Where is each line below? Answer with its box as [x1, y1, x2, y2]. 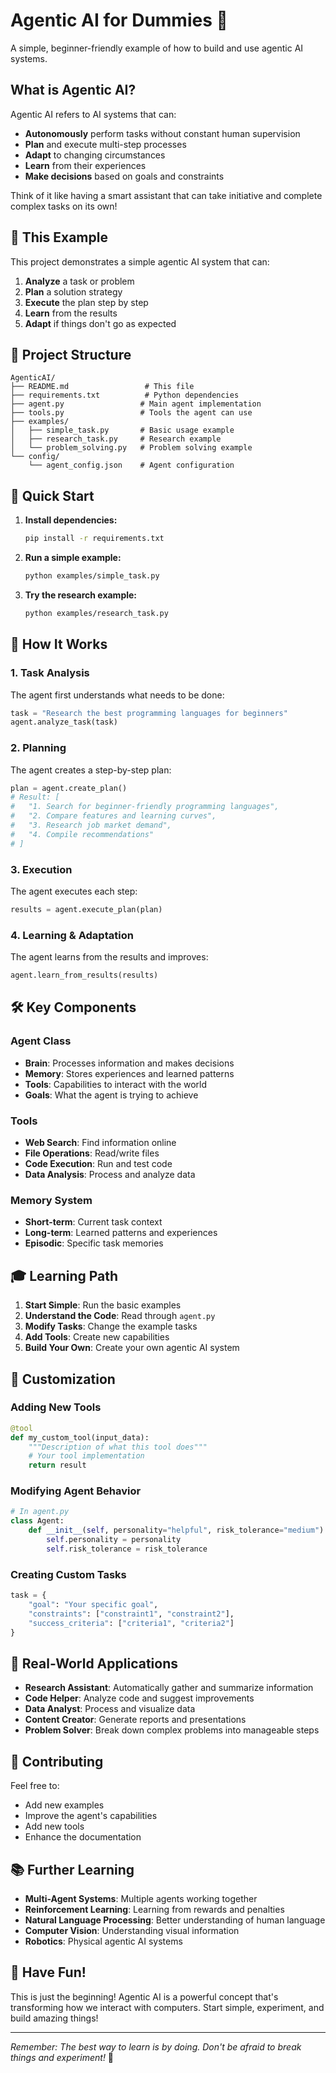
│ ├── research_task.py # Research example [10, 434, 222, 444]
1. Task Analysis [10, 666, 90, 680]
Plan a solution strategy [24, 285, 123, 298]
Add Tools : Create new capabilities [24, 1331, 170, 1343]
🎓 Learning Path [10, 1267, 119, 1284]
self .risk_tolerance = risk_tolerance [46, 1544, 208, 1554]
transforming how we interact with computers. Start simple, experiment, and [10, 2001, 325, 2013]
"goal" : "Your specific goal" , [28, 1600, 159, 1610]
